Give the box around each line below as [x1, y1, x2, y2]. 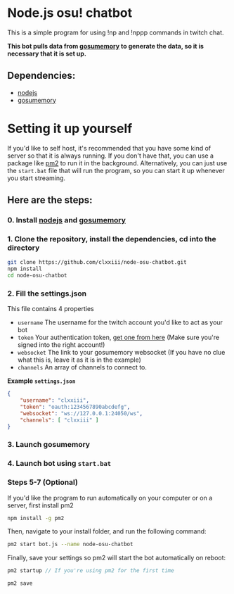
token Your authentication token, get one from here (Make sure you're [17, 333, 220, 342]
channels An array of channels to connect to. [17, 363, 148, 372]
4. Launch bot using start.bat [7, 459, 111, 469]
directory [7, 243, 40, 253]
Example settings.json [7, 377, 76, 385]
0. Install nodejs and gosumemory [7, 215, 126, 225]
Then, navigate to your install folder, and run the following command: [7, 527, 207, 536]
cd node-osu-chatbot [7, 272, 68, 279]
